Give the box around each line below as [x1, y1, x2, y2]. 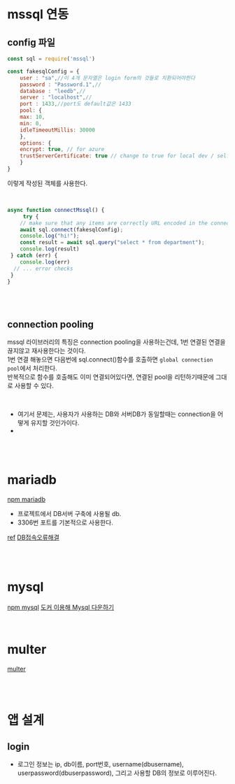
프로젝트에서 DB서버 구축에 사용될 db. [17, 510, 122, 518]
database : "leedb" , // [20, 87, 86, 94]
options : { [20, 139, 52, 147]
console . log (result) [20, 245, 80, 252]
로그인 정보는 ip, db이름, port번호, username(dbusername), [17, 760, 184, 768]
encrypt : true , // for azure [20, 146, 105, 153]
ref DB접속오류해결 [7, 533, 59, 542]
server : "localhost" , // [20, 94, 92, 101]
